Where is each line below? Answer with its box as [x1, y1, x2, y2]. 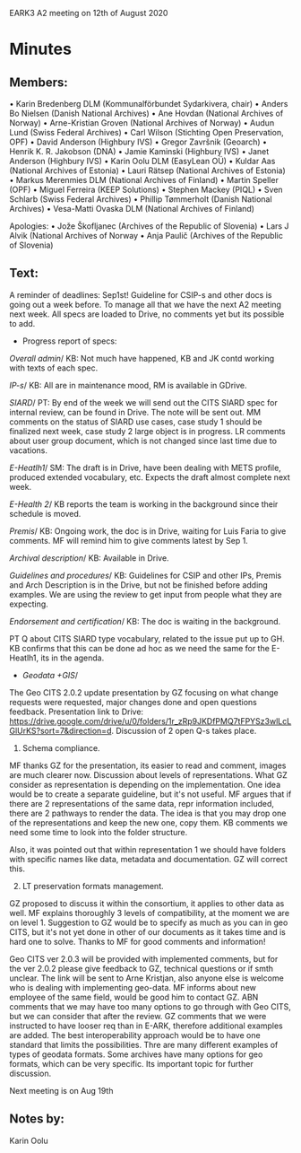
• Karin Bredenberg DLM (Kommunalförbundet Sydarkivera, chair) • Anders [9, 99, 288, 109]
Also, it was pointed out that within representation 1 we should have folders [9, 843, 287, 855]
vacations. [9, 444, 47, 456]
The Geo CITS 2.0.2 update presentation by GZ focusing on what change [9, 686, 279, 698]
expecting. [9, 598, 49, 609]
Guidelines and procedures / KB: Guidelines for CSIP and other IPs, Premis [9, 570, 282, 581]
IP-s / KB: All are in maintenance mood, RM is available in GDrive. [9, 380, 247, 390]
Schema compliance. [21, 742, 100, 753]
